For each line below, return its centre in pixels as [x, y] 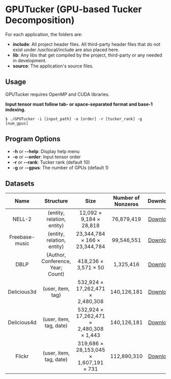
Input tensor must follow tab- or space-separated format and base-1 [79, 104]
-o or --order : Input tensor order [47, 157]
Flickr [22, 357]
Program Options [33, 139]
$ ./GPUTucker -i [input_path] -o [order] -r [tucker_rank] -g [74, 119]
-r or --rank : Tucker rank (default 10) [51, 162]
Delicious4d [22, 322]
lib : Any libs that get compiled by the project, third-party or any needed [88, 55]
